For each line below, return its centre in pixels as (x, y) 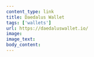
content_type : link (30, 12)
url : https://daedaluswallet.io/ (47, 28)
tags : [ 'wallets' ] (29, 23)
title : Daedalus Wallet (35, 17)
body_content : (24, 45)
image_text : (21, 39)
